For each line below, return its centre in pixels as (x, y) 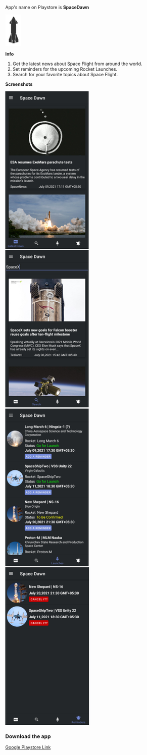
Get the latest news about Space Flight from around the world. (77, 64)
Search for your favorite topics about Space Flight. (65, 74)
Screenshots (19, 84)
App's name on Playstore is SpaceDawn (47, 7)
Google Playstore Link (28, 747)
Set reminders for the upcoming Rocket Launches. (65, 69)
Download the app (28, 736)
